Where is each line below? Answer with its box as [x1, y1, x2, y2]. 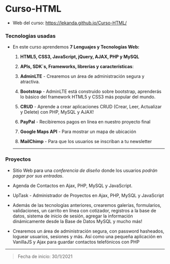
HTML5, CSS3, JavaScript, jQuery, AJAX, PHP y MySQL [20, 54, 140, 60]
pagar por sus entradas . [12, 172, 64, 179]
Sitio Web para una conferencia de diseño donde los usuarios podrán [12, 167, 158, 173]
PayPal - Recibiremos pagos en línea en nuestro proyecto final [20, 119, 151, 125]
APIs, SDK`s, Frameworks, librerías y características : [20, 64, 134, 70]
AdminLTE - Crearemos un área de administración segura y [20, 73, 145, 79]
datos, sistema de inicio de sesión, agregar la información [12, 213, 133, 219]
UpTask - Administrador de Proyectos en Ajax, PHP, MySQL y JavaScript [12, 192, 164, 198]
